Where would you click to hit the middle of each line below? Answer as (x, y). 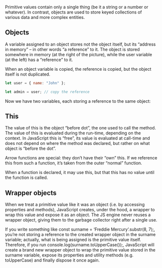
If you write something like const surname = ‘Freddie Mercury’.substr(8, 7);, (80, 229)
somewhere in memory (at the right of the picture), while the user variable (79, 54)
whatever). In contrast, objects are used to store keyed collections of (74, 12)
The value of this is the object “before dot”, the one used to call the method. (81, 128)
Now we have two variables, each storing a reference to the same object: (78, 101)
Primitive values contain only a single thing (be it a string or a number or (77, 7)
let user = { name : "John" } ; (36, 83)
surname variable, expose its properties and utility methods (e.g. (69, 255)
